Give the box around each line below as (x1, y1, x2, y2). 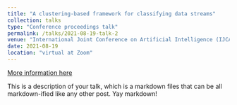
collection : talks (7, 17, 61, 24)
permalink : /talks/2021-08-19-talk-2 (7, 29, 119, 37)
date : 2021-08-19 (7, 43, 59, 50)
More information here (7, 68, 73, 77)
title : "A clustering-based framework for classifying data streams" (7, 10, 217, 17)
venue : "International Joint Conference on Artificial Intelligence (7, 36, 213, 43)
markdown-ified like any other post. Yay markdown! (7, 89, 157, 98)
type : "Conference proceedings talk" (7, 23, 119, 30)
